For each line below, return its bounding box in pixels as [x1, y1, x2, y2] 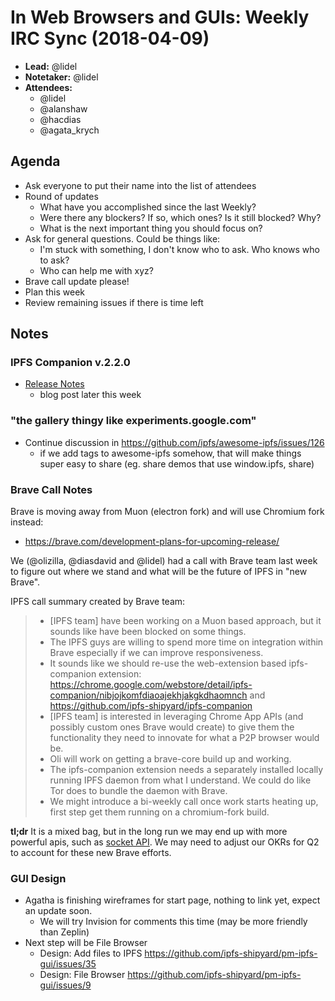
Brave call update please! [24, 275, 130, 287]
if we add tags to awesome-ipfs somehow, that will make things [39, 447, 302, 459]
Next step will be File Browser [24, 937, 148, 949]
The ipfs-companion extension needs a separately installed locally [49, 764, 324, 776]
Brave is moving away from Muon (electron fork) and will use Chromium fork [10, 506, 325, 518]
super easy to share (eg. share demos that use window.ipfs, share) [39, 457, 315, 470]
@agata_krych [39, 124, 100, 136]
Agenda [10, 153, 61, 170]
